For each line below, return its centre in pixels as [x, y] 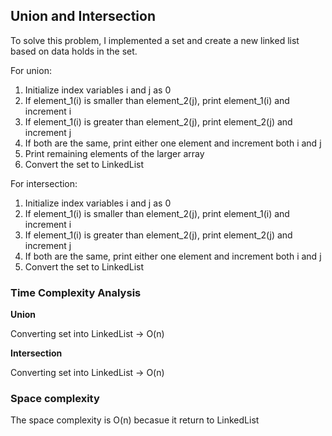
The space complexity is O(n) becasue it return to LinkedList [135, 420]
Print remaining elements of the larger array [114, 153]
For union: [31, 70]
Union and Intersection [83, 16]
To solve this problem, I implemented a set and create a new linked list [155, 40]
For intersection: [44, 183]
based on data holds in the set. [74, 51]
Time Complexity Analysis [76, 292]
